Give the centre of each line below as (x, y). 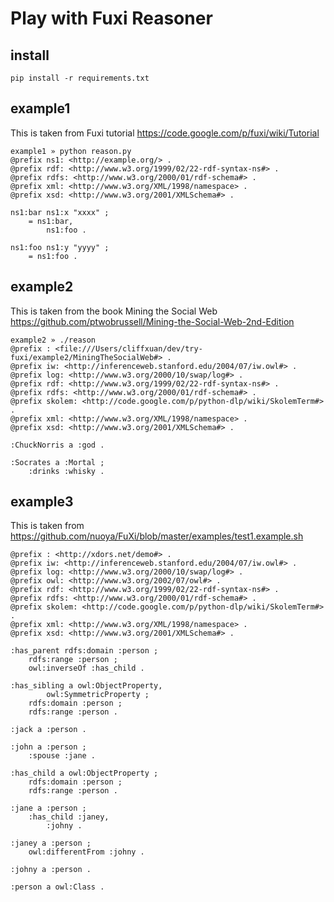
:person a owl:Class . (57, 887)
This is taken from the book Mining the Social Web (114, 311)
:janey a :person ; (51, 843)
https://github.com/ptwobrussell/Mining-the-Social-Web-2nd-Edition (152, 321)
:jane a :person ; (48, 808)
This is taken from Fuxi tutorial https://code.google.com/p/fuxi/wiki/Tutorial (165, 133)
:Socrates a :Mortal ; (57, 462)
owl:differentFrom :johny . (86, 852)
